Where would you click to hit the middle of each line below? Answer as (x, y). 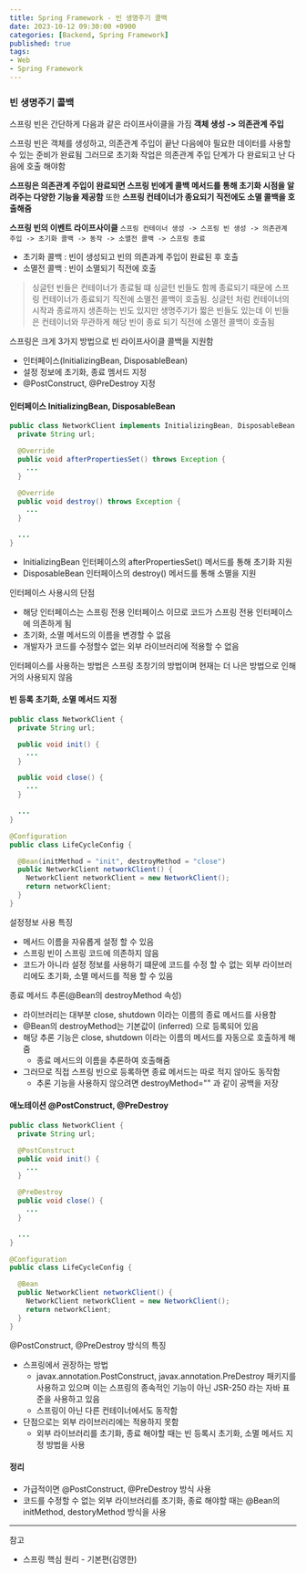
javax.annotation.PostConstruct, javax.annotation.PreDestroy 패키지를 (166, 1376)
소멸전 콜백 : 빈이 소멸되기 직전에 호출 (89, 268)
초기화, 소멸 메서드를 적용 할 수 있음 (110, 975)
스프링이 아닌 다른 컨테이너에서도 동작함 (107, 1410)
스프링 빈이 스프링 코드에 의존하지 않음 (91, 953)
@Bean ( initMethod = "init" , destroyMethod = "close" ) (122, 861)
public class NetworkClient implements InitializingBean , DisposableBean (153, 426)
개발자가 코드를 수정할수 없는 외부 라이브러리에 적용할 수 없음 (131, 646)
